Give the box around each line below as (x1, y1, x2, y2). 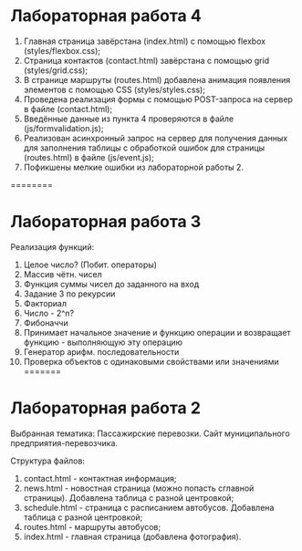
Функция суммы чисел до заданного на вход (23, 278, 200, 289)
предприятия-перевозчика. (10, 437, 118, 448)
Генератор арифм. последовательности (23, 346, 180, 357)
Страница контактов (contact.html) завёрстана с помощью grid (23, 55, 270, 66)
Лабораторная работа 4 (10, 5, 202, 26)
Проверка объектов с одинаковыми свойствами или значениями (23, 356, 279, 367)
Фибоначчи (23, 317, 68, 328)
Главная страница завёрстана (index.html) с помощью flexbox (23, 36, 266, 47)
